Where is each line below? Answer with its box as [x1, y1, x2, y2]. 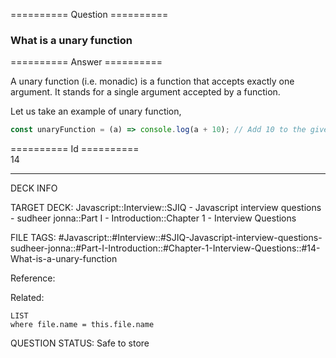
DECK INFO [10, 182, 58, 194]
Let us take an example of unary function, [10, 105, 182, 118]
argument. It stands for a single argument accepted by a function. [10, 86, 281, 98]
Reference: [10, 272, 56, 284]
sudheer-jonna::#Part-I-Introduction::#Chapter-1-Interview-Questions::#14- [10, 242, 321, 254]
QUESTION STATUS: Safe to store [10, 337, 150, 349]
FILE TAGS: [10, 232, 57, 244]
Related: [10, 292, 45, 304]
